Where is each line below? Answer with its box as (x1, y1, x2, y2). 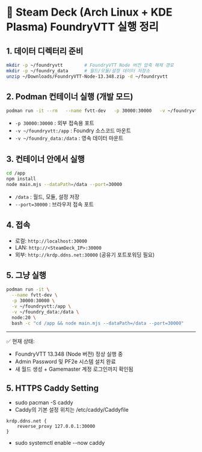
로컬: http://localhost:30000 (14, 237, 88, 244)
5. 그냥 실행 (6, 270, 47, 280)
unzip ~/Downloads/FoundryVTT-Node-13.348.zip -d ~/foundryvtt (6, 73, 168, 79)
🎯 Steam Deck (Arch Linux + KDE (6, 5, 173, 19)
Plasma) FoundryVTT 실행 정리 (6, 20, 159, 34)
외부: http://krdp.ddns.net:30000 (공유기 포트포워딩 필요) (14, 251, 155, 258)
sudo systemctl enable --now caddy (14, 439, 105, 447)
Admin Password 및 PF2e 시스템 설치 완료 (14, 358, 116, 365)
